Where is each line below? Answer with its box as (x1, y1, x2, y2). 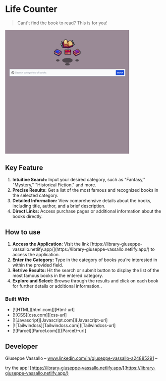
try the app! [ (5, 365, 32, 371)
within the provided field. (12, 262, 63, 268)
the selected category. (12, 192, 58, 199)
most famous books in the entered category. (12, 272, 103, 278)
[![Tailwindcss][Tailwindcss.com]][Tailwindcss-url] (12, 323, 116, 328)
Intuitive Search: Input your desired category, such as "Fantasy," (12, 177, 146, 183)
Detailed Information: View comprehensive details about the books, (12, 198, 152, 204)
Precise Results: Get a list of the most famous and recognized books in (12, 187, 159, 193)
